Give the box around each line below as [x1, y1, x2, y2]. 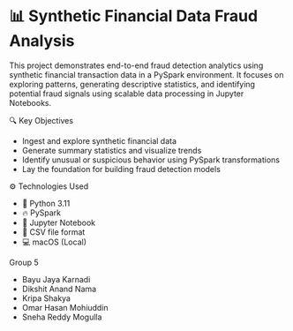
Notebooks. [9, 97, 52, 108]
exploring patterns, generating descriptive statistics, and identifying [9, 79, 256, 89]
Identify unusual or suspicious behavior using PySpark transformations [21, 154, 281, 165]
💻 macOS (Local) [21, 237, 86, 247]
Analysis [9, 31, 75, 51]
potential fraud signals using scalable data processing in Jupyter [9, 88, 244, 99]
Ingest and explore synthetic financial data [21, 135, 177, 146]
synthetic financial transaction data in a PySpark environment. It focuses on [9, 69, 284, 79]
